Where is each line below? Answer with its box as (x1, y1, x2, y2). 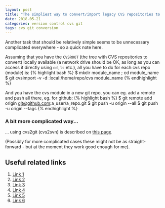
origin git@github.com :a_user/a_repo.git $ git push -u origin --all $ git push (5, 100, 158, 106)
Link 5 (12, 192, 25, 198)
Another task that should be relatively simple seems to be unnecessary (5, 39, 150, 45)
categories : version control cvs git (5, 21, 83, 26)
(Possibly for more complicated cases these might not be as (5, 139, 127, 145)
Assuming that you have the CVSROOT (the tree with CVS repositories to (5, 54, 148, 60)
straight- (128, 139, 146, 145)
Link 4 (12, 187, 26, 193)
